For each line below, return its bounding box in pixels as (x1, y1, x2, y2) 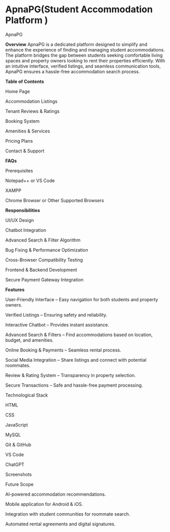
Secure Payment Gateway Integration (5, 276, 84, 282)
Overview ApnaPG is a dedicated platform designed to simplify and (5, 41, 148, 47)
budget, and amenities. (5, 337, 54, 343)
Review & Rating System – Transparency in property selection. (5, 372, 136, 378)
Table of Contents (5, 78, 44, 84)
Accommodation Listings (5, 98, 58, 104)
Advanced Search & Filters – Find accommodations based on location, (5, 331, 153, 338)
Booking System (5, 118, 40, 124)
